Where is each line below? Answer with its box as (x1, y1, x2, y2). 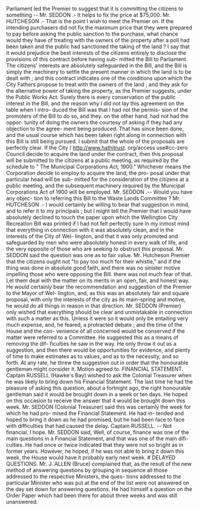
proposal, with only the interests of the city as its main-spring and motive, (6, 296, 186, 303)
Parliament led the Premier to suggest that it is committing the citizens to (6, 5, 184, 12)
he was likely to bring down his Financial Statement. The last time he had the (6, 378, 193, 385)
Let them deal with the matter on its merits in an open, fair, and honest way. (6, 277, 190, 284)
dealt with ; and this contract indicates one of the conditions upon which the (6, 74, 192, 82)
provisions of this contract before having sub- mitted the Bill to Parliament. (6, 56, 188, 62)
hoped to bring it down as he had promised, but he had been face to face (6, 416, 185, 423)
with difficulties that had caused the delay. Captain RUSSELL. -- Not (6, 423, 172, 429)
